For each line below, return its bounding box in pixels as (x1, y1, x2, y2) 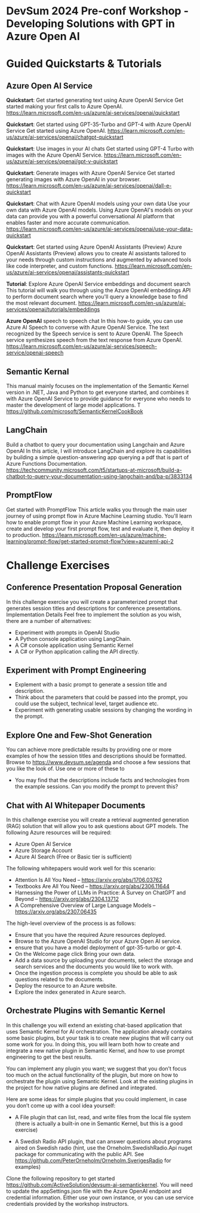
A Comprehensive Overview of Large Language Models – (14, 902, 156, 909)
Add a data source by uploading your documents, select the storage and (14, 957, 193, 964)
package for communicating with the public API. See (14, 1150, 144, 1157)
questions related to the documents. (14, 976, 104, 983)
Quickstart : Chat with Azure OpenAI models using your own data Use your (6, 200, 190, 207)
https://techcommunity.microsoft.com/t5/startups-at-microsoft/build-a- (6, 466, 182, 473)
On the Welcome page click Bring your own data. (14, 951, 136, 958)
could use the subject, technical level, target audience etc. (14, 700, 159, 707)
